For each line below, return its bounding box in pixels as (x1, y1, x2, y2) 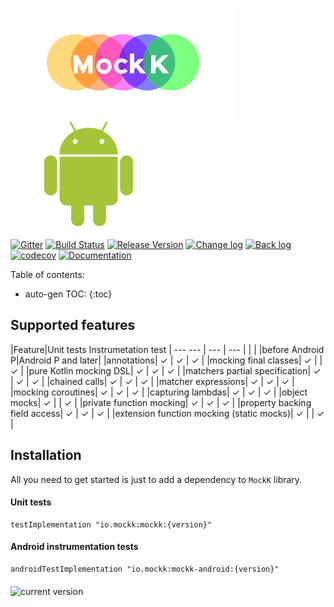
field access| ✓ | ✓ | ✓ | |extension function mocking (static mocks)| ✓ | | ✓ (10, 407, 325, 419)
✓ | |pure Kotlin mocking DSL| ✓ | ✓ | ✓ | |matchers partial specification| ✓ (10, 364, 322, 377)
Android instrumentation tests (10, 541, 139, 553)
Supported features (10, 317, 136, 334)
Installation (10, 447, 82, 464)
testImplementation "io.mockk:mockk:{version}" (10, 519, 213, 530)
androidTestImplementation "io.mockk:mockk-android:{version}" (10, 564, 280, 575)
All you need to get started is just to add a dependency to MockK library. (10, 473, 303, 485)
